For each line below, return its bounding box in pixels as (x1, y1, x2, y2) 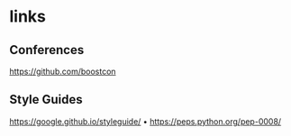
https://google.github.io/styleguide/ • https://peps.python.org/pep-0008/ (9, 115, 282, 127)
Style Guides (9, 92, 83, 107)
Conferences (9, 42, 85, 58)
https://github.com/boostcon (9, 66, 116, 77)
